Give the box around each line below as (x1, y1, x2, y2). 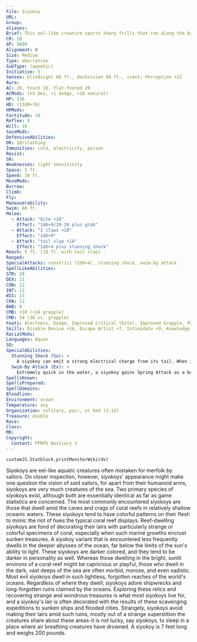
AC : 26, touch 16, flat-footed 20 (6, 85, 91, 91)
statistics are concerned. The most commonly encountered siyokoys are (6, 498, 181, 505)
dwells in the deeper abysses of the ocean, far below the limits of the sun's (6, 541, 188, 549)
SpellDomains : (6, 386, 41, 392)
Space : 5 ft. (6, 167, 38, 173)
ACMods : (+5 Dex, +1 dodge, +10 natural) (6, 91, 109, 96)
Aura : (6, 80, 19, 86)
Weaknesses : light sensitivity (6, 162, 83, 168)
